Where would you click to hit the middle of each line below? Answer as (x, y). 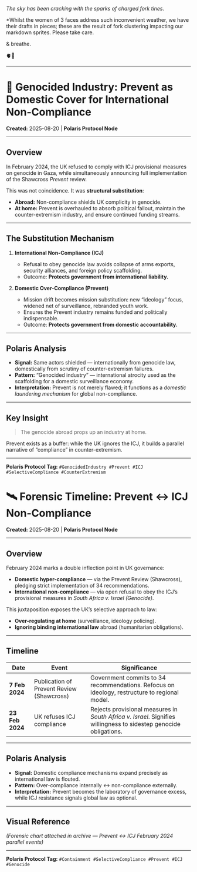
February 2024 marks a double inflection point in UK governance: (85, 568)
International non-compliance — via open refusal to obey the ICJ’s (96, 592)
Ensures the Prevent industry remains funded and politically (95, 312)
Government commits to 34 (128, 678)
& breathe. (18, 44)
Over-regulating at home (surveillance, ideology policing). (85, 621)
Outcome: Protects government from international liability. (96, 277)
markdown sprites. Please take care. (50, 32)
